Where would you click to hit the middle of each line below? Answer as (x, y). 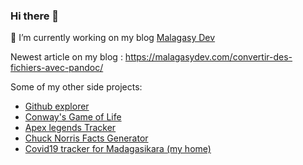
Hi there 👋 (35, 16)
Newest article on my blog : (66, 57)
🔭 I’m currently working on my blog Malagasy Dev (113, 38)
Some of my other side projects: (76, 87)
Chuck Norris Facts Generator (86, 138)
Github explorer (57, 106)
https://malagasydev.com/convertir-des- (208, 57)
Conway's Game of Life (73, 117)
